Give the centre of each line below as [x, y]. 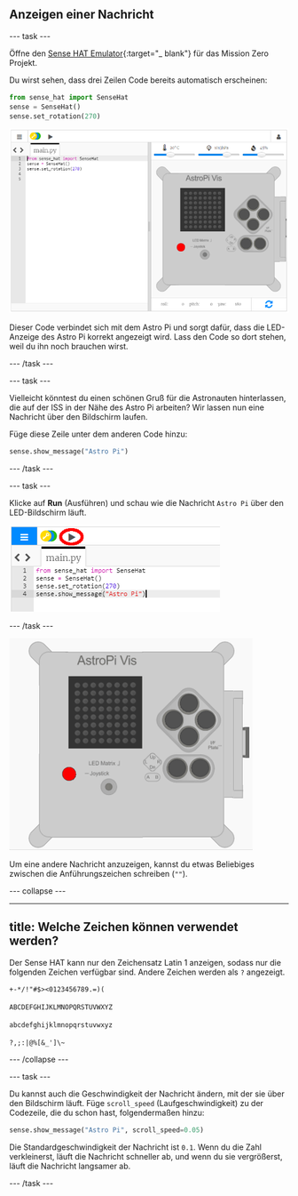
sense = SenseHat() [45, 107]
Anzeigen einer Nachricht [82, 15]
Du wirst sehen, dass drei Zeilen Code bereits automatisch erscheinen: [138, 80]
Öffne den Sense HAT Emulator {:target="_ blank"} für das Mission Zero [139, 53]
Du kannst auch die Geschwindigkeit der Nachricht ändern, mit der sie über [147, 1094]
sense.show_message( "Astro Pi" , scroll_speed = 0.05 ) [106, 1130]
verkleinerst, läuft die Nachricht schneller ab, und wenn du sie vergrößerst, [146, 1156]
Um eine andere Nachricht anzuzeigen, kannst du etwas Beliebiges [132, 864]
